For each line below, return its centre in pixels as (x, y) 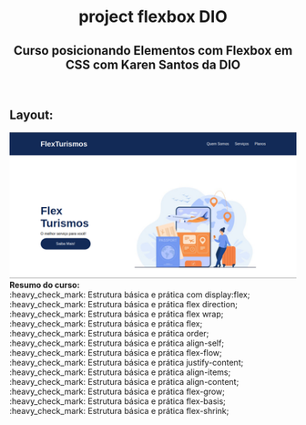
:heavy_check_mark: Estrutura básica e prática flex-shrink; (119, 410)
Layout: (31, 115)
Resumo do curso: (45, 285)
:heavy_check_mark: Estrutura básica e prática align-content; (124, 381)
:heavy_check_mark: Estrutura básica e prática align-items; (120, 372)
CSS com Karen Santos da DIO (153, 64)
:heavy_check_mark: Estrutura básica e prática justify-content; (127, 362)
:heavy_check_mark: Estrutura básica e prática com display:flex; (130, 295)
